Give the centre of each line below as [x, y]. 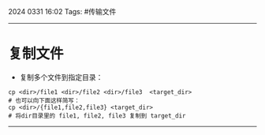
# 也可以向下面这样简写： [44, 100]
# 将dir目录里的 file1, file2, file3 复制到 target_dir [97, 116]
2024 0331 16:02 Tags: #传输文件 [62, 11]
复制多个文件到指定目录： [61, 77]
